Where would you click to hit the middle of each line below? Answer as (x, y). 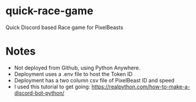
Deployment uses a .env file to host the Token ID (73, 74)
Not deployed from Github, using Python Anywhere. (77, 68)
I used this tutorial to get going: (52, 87)
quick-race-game (49, 11)
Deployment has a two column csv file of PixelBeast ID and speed (94, 80)
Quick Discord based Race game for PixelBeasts (65, 27)
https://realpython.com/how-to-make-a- (141, 87)
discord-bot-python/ (39, 93)
